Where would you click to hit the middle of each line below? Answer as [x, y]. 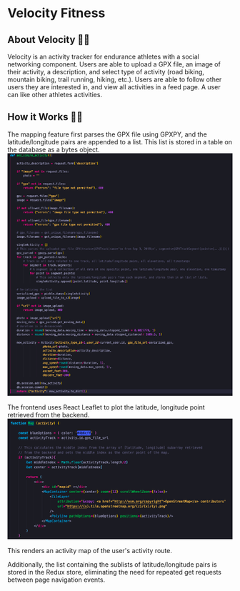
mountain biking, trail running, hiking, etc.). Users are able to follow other [115, 79]
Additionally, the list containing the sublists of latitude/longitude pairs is [112, 564]
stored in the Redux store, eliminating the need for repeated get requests [114, 572]
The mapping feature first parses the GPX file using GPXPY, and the [107, 134]
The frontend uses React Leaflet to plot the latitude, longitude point [106, 407]
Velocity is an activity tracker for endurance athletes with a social [104, 56]
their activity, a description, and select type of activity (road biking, [106, 72]
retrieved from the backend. [49, 415]
